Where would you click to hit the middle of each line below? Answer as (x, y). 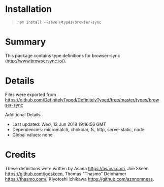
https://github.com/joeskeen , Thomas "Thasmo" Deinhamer (66, 174)
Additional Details (23, 114)
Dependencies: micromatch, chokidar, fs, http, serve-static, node (78, 129)
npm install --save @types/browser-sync (59, 22)
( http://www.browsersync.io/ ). (36, 61)
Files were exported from (31, 94)
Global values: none (32, 135)
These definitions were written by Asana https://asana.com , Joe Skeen (77, 168)
